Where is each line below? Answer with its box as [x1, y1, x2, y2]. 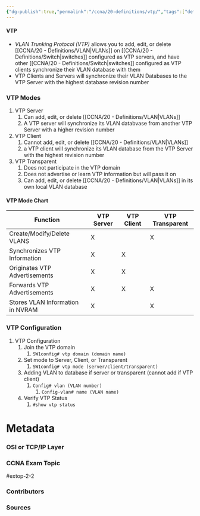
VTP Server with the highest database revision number [14, 78, 149, 85]
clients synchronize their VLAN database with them [14, 66, 141, 73]
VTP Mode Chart [6, 196, 49, 204]
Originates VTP [9, 264, 52, 272]
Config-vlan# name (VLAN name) [41, 389, 119, 395]
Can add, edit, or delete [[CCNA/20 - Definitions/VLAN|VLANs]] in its [23, 177, 193, 184]
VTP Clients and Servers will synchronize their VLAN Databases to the [14, 72, 187, 79]
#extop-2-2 [6, 472, 35, 480]
